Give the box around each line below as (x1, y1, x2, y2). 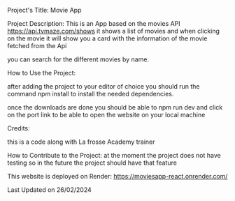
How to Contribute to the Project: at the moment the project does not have (7, 151, 222, 159)
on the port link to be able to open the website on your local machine (7, 111, 206, 119)
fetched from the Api (7, 42, 67, 50)
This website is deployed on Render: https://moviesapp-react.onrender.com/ (7, 172, 228, 180)
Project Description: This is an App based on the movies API (7, 20, 180, 27)
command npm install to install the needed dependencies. (7, 90, 174, 98)
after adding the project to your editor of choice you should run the (7, 82, 200, 90)
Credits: (7, 124, 30, 132)
